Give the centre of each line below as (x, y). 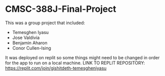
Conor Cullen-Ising (31, 48)
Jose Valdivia (26, 38)
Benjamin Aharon (30, 42)
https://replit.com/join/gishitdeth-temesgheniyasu (56, 68)
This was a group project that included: (45, 23)
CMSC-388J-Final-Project (61, 9)
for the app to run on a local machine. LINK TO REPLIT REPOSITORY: (75, 63)
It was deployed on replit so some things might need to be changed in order (82, 57)
